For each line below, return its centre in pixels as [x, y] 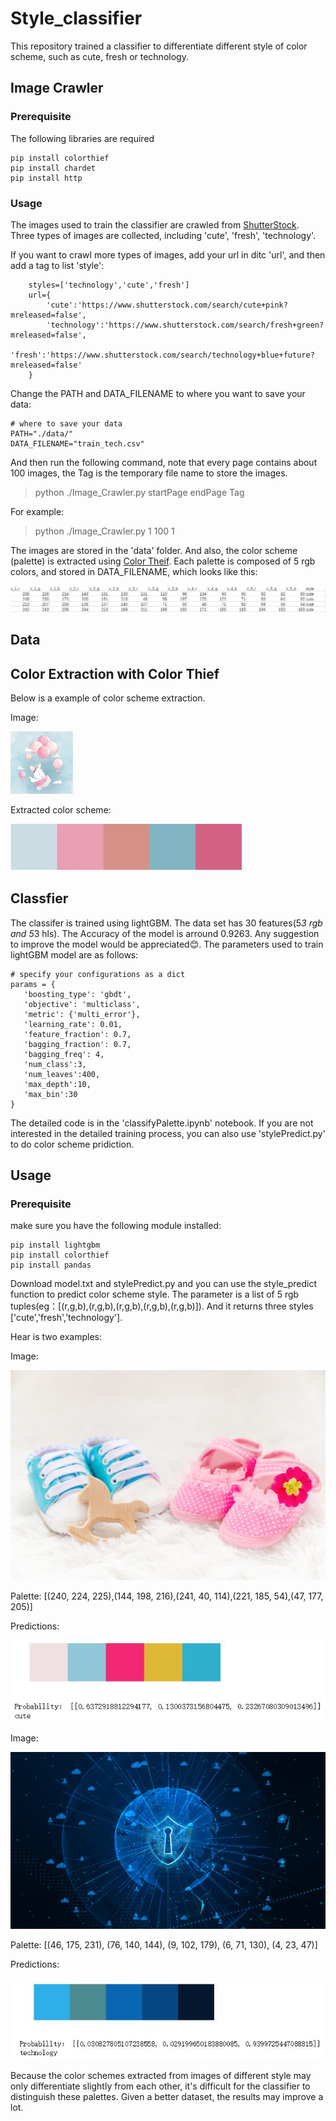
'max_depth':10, [57, 1084]
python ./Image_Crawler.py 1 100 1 [104, 531]
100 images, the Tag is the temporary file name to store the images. [149, 473]
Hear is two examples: [56, 1337]
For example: [37, 511]
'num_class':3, [55, 1064]
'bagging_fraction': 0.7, [77, 1044]
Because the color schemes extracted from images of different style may [161, 2075]
